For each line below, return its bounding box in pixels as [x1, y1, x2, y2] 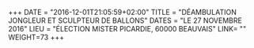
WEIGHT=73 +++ [8, 32, 65, 42]
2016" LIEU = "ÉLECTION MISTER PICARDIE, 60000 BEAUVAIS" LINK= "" [8, 24, 247, 33]
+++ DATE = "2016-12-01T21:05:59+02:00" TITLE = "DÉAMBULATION [8, 8, 237, 17]
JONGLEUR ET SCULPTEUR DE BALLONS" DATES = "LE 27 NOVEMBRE [8, 16, 243, 25]
